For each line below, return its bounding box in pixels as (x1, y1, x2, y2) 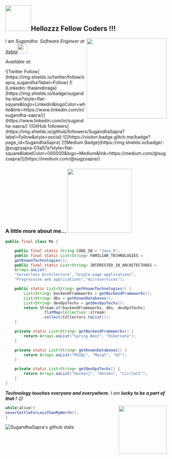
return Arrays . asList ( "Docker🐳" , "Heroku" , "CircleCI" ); (24, 371, 147, 376)
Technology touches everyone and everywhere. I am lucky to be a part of (5, 390, 165, 396)
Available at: (5, 58, 32, 65)
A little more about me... (5, 227, 67, 234)
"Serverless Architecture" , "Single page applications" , (14, 272, 137, 277)
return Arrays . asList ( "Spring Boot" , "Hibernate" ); (24, 333, 137, 338)
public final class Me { (5, 239, 58, 244)
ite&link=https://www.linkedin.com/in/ (5, 106, 85, 113)
